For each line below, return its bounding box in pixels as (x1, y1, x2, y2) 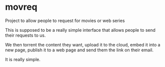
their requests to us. (5, 32, 46, 38)
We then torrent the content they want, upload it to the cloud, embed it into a (5, 42, 161, 47)
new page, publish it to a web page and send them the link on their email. (5, 47, 154, 53)
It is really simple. (5, 56, 41, 62)
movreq (5, 1, 38, 13)
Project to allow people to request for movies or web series (5, 18, 125, 23)
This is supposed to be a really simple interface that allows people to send (5, 27, 156, 33)
